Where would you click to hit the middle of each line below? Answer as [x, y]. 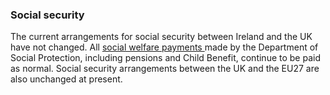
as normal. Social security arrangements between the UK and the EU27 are [165, 69]
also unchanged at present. [66, 79]
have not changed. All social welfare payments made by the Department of [164, 47]
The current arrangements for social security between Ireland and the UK [161, 37]
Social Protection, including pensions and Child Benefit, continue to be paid [165, 58]
